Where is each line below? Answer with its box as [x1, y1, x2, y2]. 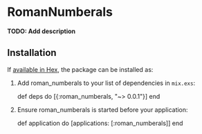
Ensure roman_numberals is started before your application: [17, 105, 188, 114]
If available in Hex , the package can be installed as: [7, 65, 154, 73]
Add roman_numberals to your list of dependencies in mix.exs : [17, 79, 196, 87]
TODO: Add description [7, 27, 76, 35]
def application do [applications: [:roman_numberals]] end [17, 119, 183, 127]
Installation [7, 47, 57, 59]
